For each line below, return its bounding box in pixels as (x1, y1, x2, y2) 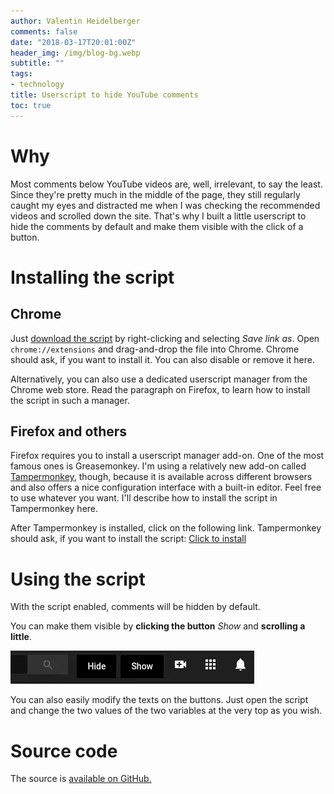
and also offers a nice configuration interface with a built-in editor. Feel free (10, 481, 322, 494)
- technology (10, 80, 65, 90)
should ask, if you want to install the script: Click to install (10, 533, 247, 545)
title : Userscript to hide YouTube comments (10, 90, 199, 100)
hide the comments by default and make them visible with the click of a (10, 220, 304, 232)
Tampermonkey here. (10, 503, 99, 515)
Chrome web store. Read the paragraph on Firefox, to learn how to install (10, 383, 311, 395)
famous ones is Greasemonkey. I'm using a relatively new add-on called (10, 460, 307, 472)
